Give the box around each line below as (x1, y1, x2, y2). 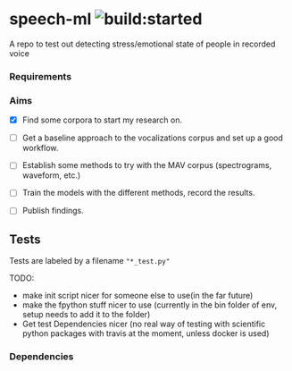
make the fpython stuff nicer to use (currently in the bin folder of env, (21, 299, 278, 310)
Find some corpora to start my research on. (21, 114, 183, 125)
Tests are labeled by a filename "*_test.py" (9, 256, 171, 266)
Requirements (9, 70, 72, 82)
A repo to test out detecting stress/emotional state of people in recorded (9, 38, 276, 49)
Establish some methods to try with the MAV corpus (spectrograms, (21, 160, 272, 171)
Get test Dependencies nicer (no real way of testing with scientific (21, 318, 266, 330)
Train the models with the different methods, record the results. (21, 188, 255, 198)
